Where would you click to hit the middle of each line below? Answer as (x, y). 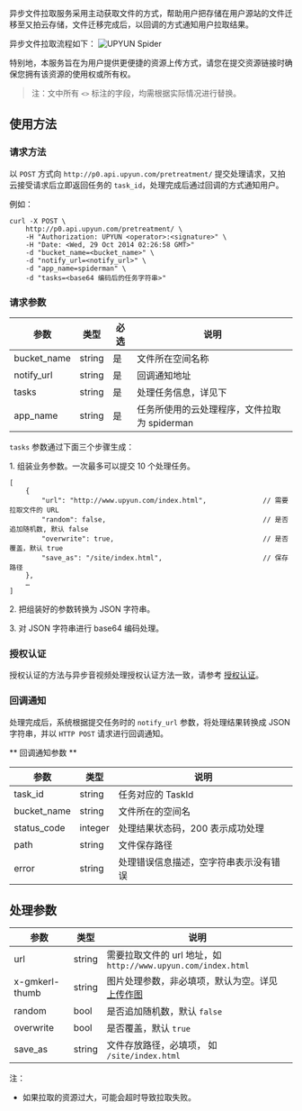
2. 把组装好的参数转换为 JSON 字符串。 (82, 609)
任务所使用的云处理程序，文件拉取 (209, 409)
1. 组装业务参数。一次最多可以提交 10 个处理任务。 (102, 466)
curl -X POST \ (38, 221)
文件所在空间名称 (173, 359)
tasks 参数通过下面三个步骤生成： (72, 446)
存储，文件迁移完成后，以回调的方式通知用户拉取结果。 (151, 24)
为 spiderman (165, 423)
